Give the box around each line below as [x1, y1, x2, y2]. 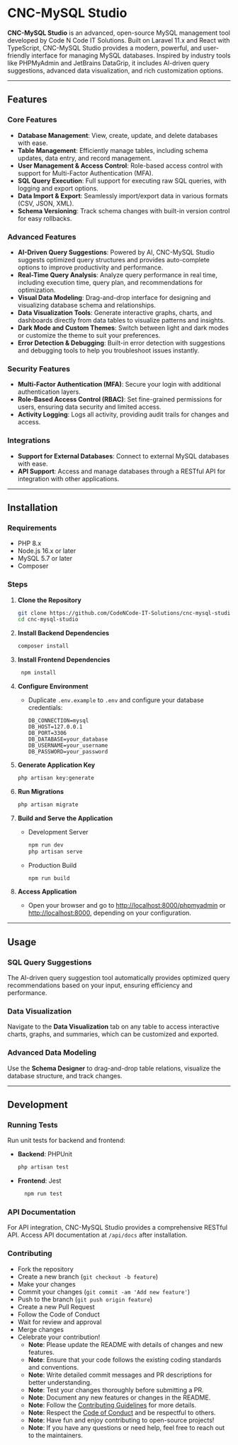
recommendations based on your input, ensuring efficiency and [7, 981, 193, 989]
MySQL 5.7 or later [17, 554, 73, 563]
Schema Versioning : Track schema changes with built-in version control [17, 206, 230, 215]
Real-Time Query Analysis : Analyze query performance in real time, [17, 270, 217, 279]
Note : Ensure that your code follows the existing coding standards [28, 1355, 222, 1364]
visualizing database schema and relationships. [17, 301, 156, 309]
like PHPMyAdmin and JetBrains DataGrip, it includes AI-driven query [7, 58, 210, 67]
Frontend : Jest [17, 1176, 62, 1185]
